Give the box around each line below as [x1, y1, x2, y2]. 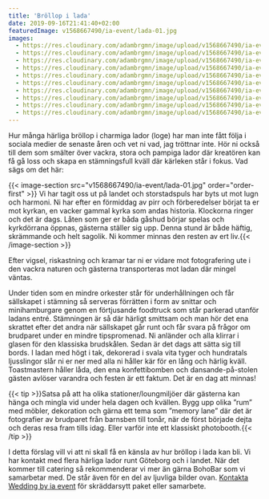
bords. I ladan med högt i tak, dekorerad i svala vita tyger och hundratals [8, 348, 248, 357]
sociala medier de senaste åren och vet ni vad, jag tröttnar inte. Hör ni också [8, 140, 260, 148]
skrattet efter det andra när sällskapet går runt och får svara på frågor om [8, 323, 251, 331]
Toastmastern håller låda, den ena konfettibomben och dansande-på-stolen [8, 365, 259, 374]
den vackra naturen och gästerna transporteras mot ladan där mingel [8, 264, 236, 274]
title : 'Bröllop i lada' [8, 11, 91, 20]
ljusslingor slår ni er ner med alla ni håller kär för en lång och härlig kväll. [8, 356, 247, 366]
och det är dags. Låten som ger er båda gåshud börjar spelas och [8, 214, 225, 224]
